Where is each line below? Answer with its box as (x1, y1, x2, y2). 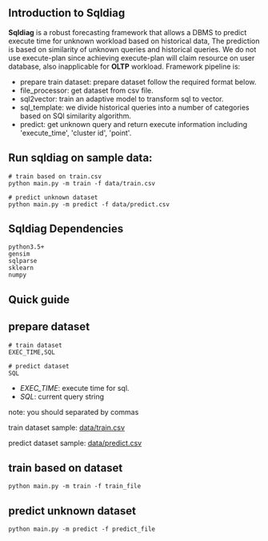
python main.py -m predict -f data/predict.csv (8, 200, 170, 209)
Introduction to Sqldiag (8, 6, 126, 20)
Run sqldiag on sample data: (8, 151, 153, 165)
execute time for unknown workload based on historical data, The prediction (8, 36, 260, 46)
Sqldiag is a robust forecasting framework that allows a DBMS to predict (8, 27, 247, 37)
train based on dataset (8, 461, 123, 475)
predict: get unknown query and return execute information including (19, 119, 248, 129)
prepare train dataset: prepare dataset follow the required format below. (19, 77, 257, 86)
